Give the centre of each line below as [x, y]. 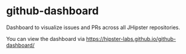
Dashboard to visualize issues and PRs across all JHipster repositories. [93, 27]
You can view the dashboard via [46, 39]
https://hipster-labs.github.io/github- [131, 39]
